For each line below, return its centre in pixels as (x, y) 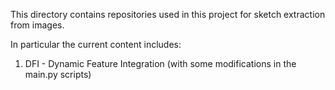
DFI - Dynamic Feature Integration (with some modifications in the (160, 63)
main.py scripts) (58, 74)
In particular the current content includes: (96, 44)
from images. (37, 25)
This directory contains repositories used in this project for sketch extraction (168, 14)
